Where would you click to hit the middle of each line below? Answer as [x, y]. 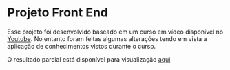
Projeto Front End [58, 13]
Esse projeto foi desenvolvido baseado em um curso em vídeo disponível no [115, 32]
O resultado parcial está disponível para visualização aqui [89, 59]
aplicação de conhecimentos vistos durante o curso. [82, 46]
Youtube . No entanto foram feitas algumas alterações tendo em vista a [107, 38]
